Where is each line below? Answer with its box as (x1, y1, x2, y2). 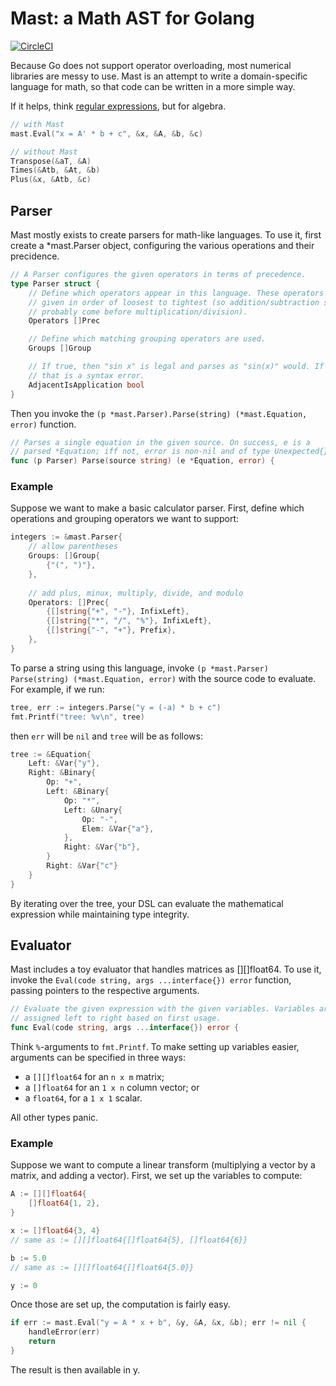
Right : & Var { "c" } (46, 861, 118, 871)
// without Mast (10, 147, 78, 157)
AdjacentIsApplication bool (28, 380, 145, 390)
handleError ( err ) (28, 1327, 101, 1337)
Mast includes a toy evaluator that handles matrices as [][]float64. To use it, (10, 963, 322, 976)
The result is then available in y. (10, 1363, 141, 1376)
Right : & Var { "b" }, (63, 842, 141, 852)
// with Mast (10, 119, 65, 129)
